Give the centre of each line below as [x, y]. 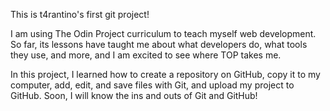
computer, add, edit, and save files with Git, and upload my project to [152, 85]
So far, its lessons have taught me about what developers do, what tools [159, 44]
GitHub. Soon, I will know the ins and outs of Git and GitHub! [134, 95]
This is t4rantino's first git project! [80, 14]
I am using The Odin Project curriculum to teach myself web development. [163, 33]
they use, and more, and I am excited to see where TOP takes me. [146, 55]
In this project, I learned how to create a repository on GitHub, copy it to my [165, 74]
